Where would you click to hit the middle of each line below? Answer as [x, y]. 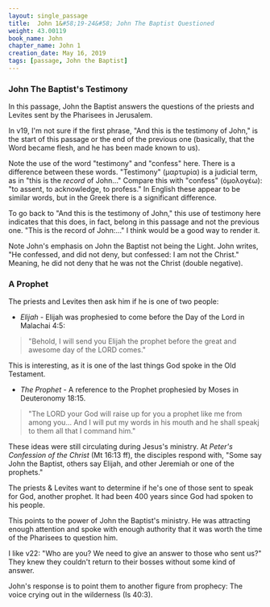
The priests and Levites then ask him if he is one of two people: [114, 301]
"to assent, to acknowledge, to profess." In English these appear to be [124, 189]
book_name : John [35, 38]
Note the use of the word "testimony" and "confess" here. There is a [122, 164]
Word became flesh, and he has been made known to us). [104, 148]
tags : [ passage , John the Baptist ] [68, 61]
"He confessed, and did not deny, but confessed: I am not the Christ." [124, 255]
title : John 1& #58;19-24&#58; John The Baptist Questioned [112, 23]
